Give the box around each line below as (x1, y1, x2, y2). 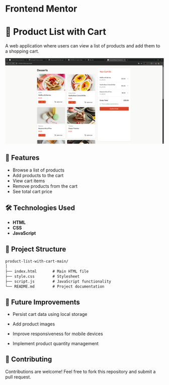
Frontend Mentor (5, 3, 77, 15)
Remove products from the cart (12, 183, 78, 189)
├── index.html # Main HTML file (5, 269, 89, 274)
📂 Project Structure (5, 245, 66, 253)
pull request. (5, 374, 31, 380)
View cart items (12, 178, 45, 184)
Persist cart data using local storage (12, 311, 88, 317)
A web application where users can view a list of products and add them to (5, 43, 160, 49)
